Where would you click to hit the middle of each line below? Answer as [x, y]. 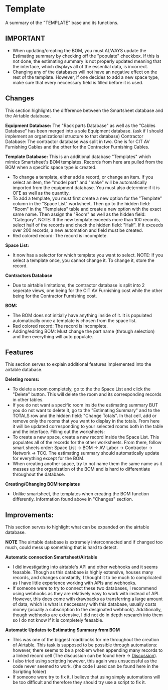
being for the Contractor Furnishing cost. [55, 296]
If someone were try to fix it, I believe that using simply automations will [86, 677]
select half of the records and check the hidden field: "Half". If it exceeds [88, 225]
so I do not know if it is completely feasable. [58, 620]
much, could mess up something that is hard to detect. [61, 547]
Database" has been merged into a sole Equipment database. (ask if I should [84, 130]
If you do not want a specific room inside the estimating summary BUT [85, 405]
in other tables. [28, 400]
